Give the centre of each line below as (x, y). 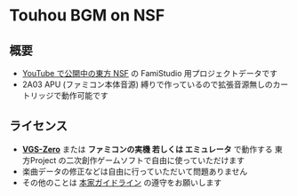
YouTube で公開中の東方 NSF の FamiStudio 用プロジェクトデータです (150, 73)
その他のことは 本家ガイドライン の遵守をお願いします (122, 182)
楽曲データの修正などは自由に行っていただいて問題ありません (135, 171)
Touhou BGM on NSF (87, 16)
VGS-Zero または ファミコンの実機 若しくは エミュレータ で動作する (147, 149)
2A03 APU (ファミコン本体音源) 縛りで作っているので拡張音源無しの (147, 84)
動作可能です (84, 95)
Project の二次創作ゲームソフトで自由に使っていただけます (137, 160)
